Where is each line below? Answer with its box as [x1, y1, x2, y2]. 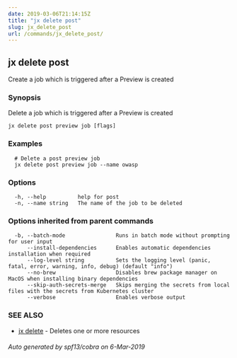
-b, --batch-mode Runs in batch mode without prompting [14, 232, 231, 239]
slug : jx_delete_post [8, 23, 72, 30]
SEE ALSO [8, 311, 44, 321]
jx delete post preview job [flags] [8, 122, 116, 129]
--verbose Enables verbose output [26, 294, 186, 301]
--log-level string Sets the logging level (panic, [26, 257, 212, 264]
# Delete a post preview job [14, 155, 100, 162]
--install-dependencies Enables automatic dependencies [26, 245, 212, 252]
